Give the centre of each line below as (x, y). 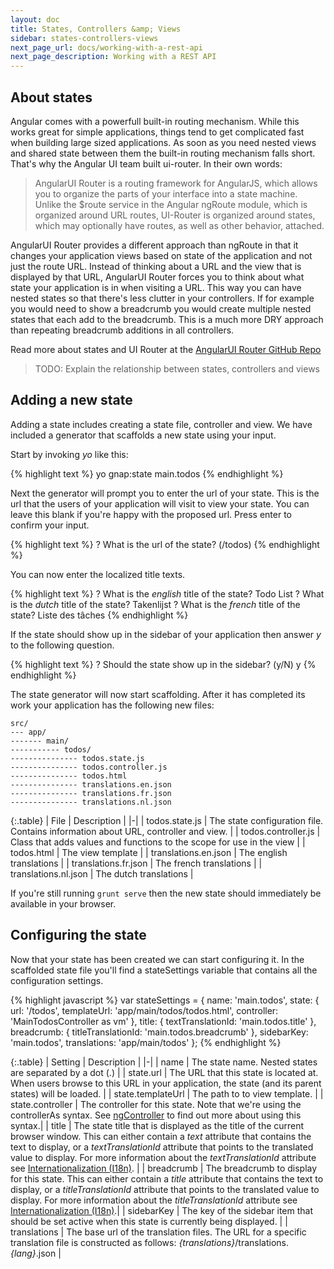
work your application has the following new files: (112, 705)
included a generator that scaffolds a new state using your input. (143, 435)
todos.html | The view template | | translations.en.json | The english (149, 852)
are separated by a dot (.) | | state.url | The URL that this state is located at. (164, 1072)
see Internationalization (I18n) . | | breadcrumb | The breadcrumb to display (164, 1168)
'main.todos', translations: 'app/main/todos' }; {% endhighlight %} (146, 1042)
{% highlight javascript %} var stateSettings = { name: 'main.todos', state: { (165, 1000)
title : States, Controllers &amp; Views (96, 29)
